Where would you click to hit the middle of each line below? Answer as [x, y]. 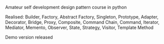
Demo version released [29, 37]
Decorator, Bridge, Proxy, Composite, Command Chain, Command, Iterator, [82, 22]
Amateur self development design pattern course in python [66, 7]
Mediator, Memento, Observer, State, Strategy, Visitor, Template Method [79, 27]
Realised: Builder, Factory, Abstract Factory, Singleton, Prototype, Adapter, [82, 17]
